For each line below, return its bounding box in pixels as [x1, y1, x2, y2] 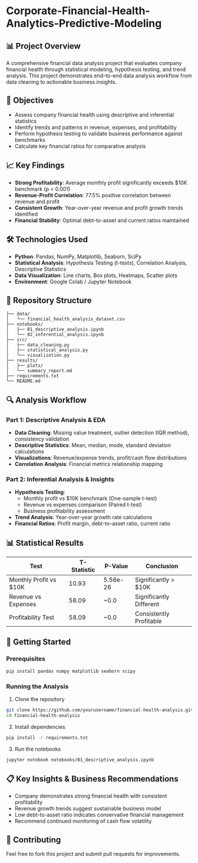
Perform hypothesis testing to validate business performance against [14, 130, 183, 137]
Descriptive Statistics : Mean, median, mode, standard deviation [14, 441, 171, 448]
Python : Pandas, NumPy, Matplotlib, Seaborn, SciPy [14, 253, 142, 260]
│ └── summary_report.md [6, 368, 72, 374]
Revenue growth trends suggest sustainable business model [14, 805, 161, 812]
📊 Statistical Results [6, 538, 84, 548]
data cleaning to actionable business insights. [6, 79, 117, 85]
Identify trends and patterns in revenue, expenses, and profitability [14, 123, 177, 131]
